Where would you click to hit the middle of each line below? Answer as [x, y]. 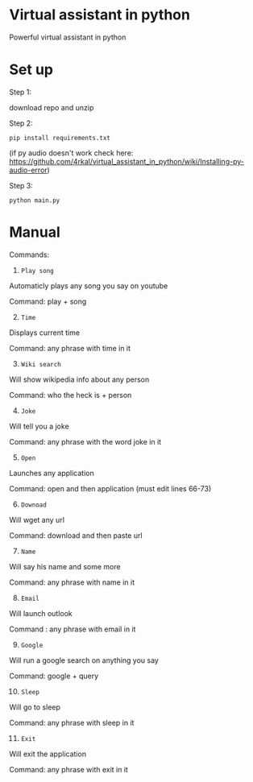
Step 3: [21, 185]
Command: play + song [48, 301]
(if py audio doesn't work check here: [71, 153]
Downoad [33, 505]
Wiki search [41, 364]
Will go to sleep [35, 707]
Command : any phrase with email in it [73, 629]
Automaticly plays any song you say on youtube [89, 285]
